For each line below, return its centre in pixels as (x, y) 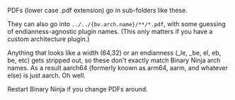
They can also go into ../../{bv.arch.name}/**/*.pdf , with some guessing (116, 24)
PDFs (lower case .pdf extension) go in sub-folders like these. (97, 10)
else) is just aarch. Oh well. (47, 75)
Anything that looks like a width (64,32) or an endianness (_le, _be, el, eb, (114, 53)
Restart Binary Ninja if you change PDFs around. (78, 89)
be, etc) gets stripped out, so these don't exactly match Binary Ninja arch (114, 60)
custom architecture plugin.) (48, 39)
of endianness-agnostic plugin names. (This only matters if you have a (110, 32)
